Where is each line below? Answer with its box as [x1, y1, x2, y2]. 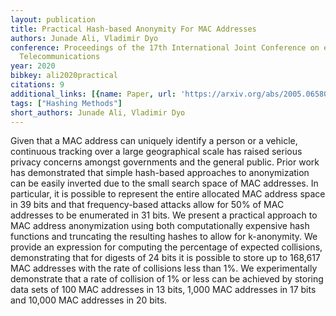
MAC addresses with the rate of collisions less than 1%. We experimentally [10, 262, 318, 275]
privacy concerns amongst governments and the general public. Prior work [10, 156, 320, 168]
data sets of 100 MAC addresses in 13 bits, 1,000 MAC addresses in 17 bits [10, 284, 317, 296]
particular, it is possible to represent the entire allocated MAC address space [10, 188, 326, 200]
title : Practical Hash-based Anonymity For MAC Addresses [10, 24, 257, 34]
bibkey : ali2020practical [10, 71, 118, 81]
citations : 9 [10, 80, 65, 90]
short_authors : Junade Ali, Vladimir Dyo [10, 107, 186, 118]
